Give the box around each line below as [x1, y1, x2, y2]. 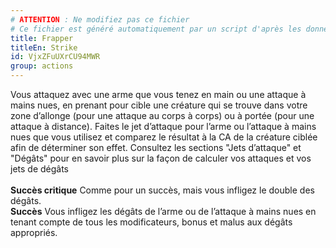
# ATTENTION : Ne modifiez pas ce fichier [10, 14, 190, 25]
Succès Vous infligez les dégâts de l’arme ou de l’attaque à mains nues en [10, 206, 317, 217]
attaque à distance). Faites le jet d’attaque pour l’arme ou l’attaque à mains [10, 121, 317, 132]
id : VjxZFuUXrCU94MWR [10, 52, 101, 62]
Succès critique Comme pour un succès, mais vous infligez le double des [10, 184, 315, 196]
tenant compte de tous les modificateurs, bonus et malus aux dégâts [10, 216, 293, 228]
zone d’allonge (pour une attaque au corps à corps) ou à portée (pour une [10, 110, 315, 121]
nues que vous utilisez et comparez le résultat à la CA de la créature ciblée [10, 131, 318, 143]
